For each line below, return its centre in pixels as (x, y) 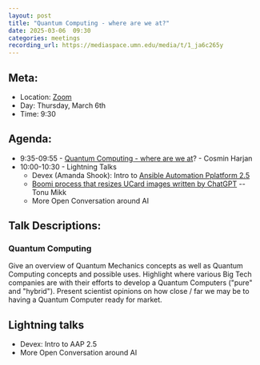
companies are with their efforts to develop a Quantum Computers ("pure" (131, 283)
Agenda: (30, 139)
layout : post (30, 16)
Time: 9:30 (38, 113)
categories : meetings (44, 38)
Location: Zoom (46, 97)
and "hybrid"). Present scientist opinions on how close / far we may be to (129, 292)
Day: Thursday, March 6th (63, 105)
